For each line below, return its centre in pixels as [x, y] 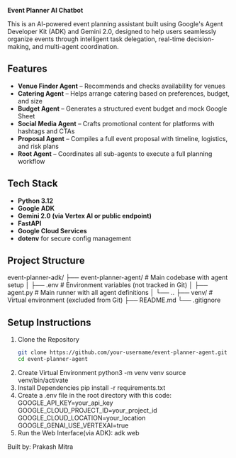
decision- [201, 39]
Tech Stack [33, 184]
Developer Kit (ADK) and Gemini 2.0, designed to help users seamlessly [112, 32]
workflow [31, 161]
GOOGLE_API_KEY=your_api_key [65, 403]
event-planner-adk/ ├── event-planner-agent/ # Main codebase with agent [118, 278]
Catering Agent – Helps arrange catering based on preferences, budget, [124, 93]
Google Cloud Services [52, 230]
